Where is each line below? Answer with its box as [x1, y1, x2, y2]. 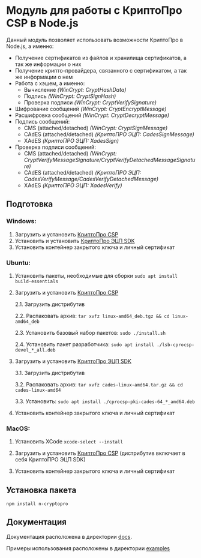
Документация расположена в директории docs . [6, 533, 132, 540]
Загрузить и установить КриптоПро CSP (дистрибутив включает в [14, 449, 185, 457]
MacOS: [6, 424, 31, 433]
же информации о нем [14, 73, 73, 80]
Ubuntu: [6, 259, 31, 267]
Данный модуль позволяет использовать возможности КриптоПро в [6, 36, 183, 43]
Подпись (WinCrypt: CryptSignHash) [23, 92, 116, 100]
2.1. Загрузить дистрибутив [14, 301, 85, 308]
